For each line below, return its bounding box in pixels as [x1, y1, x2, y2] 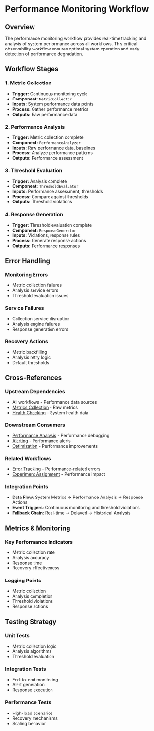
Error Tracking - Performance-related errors [12, 466, 101, 472]
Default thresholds [12, 359, 50, 365]
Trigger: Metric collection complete [12, 134, 84, 140]
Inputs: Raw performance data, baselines [12, 145, 96, 150]
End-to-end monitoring [12, 677, 58, 682]
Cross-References [5, 374, 62, 382]
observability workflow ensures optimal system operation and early [5, 46, 140, 51]
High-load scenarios [12, 710, 53, 716]
